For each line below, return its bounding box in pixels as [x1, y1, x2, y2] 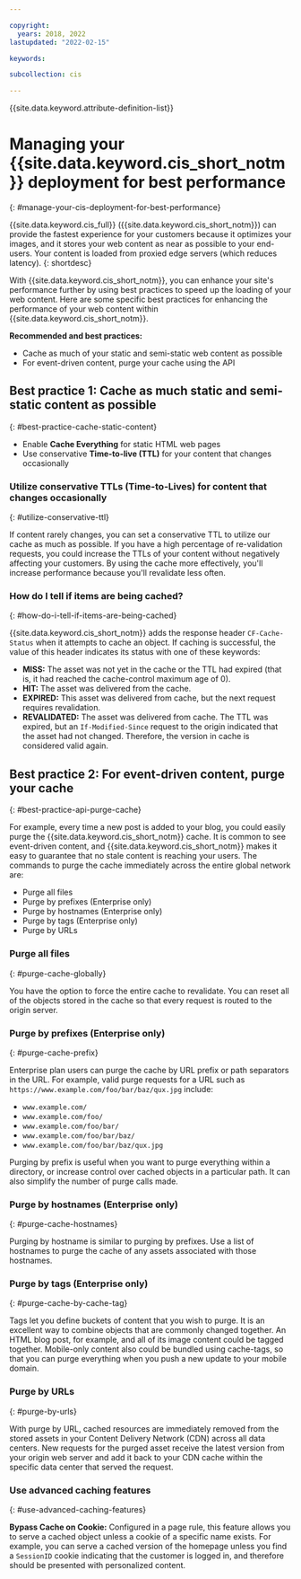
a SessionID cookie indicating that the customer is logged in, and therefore [9, 1550, 285, 1561]
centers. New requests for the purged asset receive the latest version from [9, 1442, 285, 1453]
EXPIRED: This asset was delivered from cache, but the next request [21, 692, 276, 703]
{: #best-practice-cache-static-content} [9, 421, 158, 432]
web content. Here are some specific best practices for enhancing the [9, 294, 269, 305]
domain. [9, 1363, 39, 1374]
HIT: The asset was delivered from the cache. [21, 684, 192, 694]
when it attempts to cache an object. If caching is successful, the [35, 637, 276, 648]
